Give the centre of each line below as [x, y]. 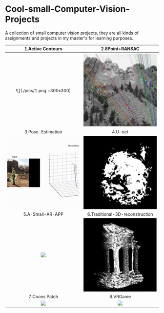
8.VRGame [120, 297]
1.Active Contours [43, 49]
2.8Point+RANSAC [120, 49]
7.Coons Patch [43, 297]
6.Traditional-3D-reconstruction [120, 214]
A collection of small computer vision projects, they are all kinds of [72, 33]
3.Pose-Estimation [43, 132]
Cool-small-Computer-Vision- [68, 9]
